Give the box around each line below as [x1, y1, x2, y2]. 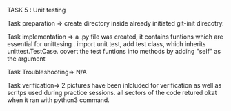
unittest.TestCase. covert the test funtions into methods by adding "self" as [7, 48, 221, 55]
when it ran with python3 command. [7, 96, 110, 104]
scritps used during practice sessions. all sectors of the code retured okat [7, 89, 217, 97]
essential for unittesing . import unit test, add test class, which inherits [7, 40, 206, 48]
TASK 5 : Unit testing [7, 6, 66, 14]
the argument [7, 54, 46, 63]
